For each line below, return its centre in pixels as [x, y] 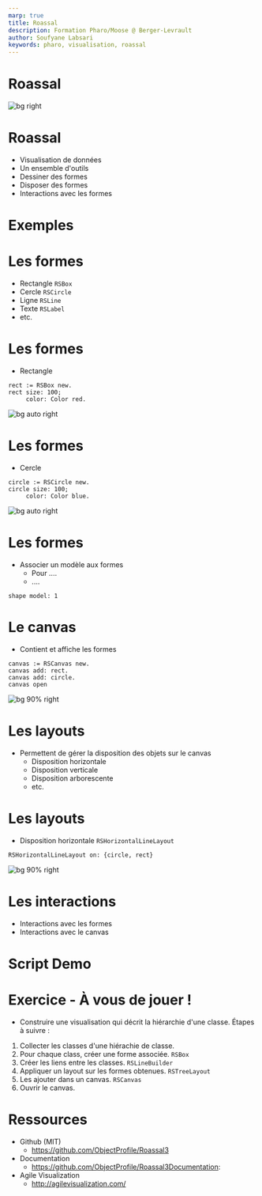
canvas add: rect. [38, 670]
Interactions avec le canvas [64, 932]
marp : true [26, 15]
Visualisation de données [60, 160]
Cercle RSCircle [45, 292]
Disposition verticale [65, 770]
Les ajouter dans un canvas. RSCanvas [80, 1079]
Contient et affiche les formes [68, 649]
